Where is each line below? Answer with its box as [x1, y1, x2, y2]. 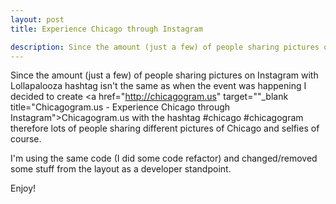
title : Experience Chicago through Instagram [10, 24, 203, 34]
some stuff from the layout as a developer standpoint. [10, 163, 232, 175]
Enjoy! [10, 182, 37, 195]
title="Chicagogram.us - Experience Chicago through [10, 101, 231, 113]
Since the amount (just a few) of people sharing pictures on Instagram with [10, 69, 319, 81]
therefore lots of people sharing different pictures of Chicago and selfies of [10, 122, 320, 135]
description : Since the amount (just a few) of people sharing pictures [10, 42, 320, 52]
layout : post [10, 14, 65, 25]
